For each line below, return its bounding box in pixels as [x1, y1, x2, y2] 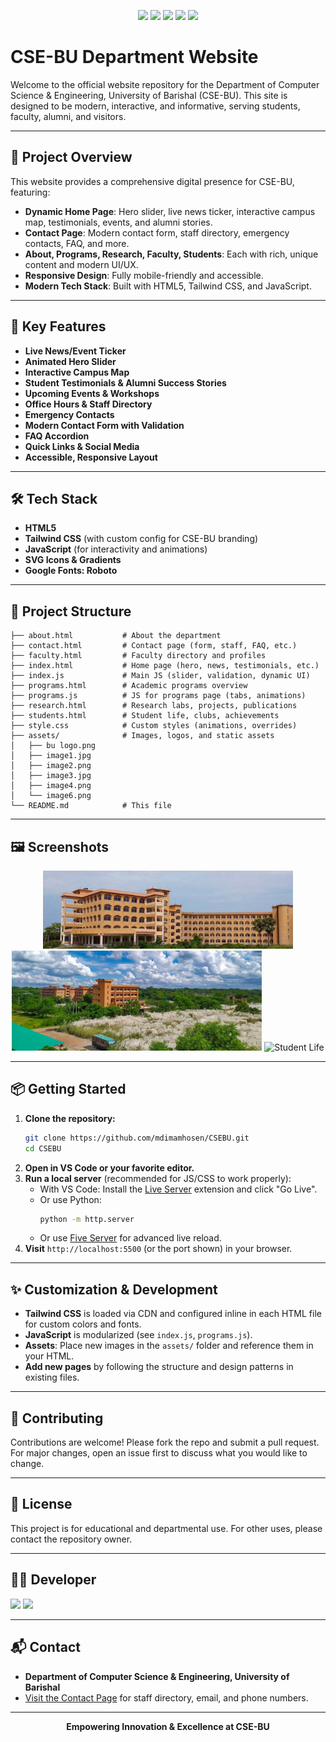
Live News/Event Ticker [24, 345, 127, 357]
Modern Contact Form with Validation [24, 419, 185, 431]
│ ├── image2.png [10, 761, 92, 771]
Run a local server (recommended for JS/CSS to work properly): [24, 1172, 292, 1184]
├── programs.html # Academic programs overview [10, 681, 248, 691]
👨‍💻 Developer [10, 1571, 97, 1589]
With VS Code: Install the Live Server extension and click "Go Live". [39, 1183, 318, 1195]
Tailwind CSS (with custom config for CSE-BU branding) [24, 533, 259, 545]
